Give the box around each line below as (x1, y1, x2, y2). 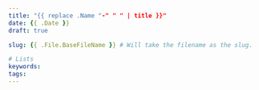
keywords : (8, 63, 42, 71)
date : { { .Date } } (8, 19, 70, 27)
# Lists (8, 55, 34, 64)
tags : (8, 70, 26, 78)
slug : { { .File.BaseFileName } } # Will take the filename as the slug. (8, 41, 253, 49)
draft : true (8, 26, 48, 34)
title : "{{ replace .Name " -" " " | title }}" (8, 11, 167, 20)
